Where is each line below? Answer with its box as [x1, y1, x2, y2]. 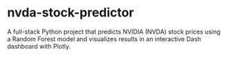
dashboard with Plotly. [7, 42, 71, 50]
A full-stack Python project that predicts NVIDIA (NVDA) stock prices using [7, 27, 221, 36]
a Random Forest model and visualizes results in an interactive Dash [7, 34, 201, 43]
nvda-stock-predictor [7, 5, 134, 21]
